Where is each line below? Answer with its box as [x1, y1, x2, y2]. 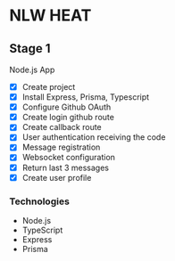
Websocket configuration [21, 152, 116, 163]
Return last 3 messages [21, 162, 110, 173]
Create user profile [21, 172, 92, 183]
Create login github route [21, 112, 114, 123]
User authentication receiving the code [21, 132, 166, 143]
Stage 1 [9, 41, 51, 56]
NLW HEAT [9, 5, 92, 26]
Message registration [21, 142, 101, 152]
